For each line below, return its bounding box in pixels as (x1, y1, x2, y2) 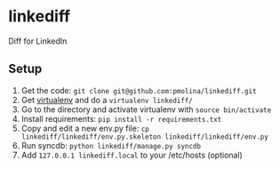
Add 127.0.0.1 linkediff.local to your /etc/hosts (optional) (20, 149, 244, 160)
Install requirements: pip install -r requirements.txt (20, 113, 222, 124)
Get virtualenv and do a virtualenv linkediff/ (20, 94, 193, 105)
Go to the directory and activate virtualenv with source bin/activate (20, 104, 272, 115)
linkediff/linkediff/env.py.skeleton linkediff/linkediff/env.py (20, 132, 268, 141)
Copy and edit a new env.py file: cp (20, 123, 150, 133)
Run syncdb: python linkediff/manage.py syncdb (20, 140, 202, 150)
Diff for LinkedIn (8, 36, 68, 46)
